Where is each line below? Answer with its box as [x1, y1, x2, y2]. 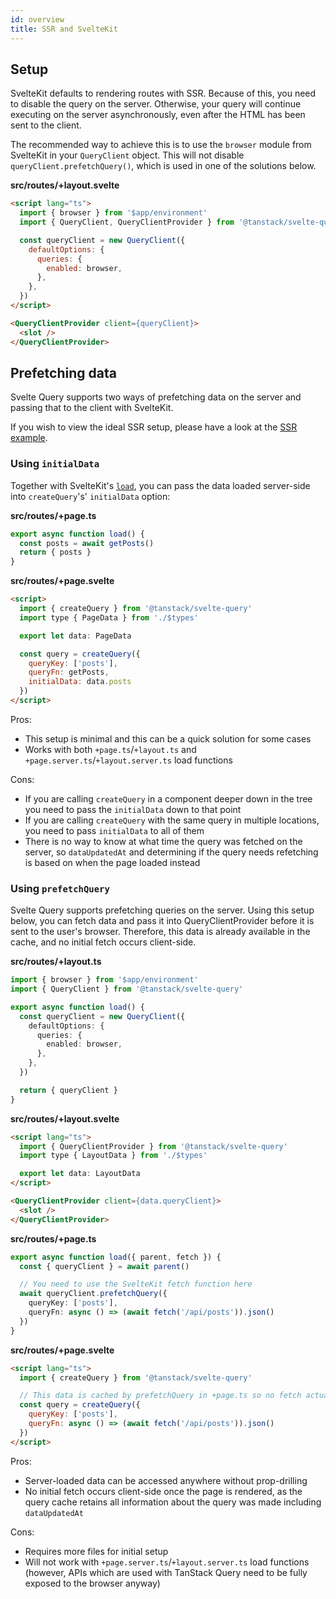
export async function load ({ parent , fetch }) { [10, 1252, 222, 1262]
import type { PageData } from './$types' [19, 612, 199, 623]
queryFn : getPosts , [28, 667, 110, 678]
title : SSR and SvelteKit [10, 24, 118, 34]
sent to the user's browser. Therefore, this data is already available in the [10, 926, 311, 938]
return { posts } [19, 547, 92, 558]
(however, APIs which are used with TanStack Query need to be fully [24, 1566, 308, 1578]
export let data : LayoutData [19, 1169, 141, 1179]
